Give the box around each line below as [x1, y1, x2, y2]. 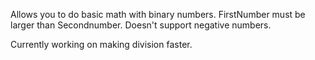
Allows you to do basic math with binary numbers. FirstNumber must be [10, 9, 306, 20]
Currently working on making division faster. [10, 39, 193, 50]
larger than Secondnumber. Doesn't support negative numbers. [10, 19, 272, 31]
